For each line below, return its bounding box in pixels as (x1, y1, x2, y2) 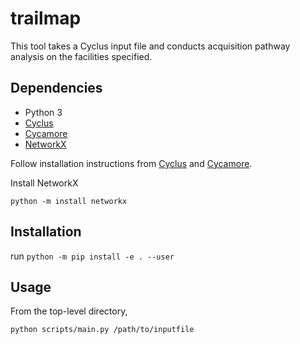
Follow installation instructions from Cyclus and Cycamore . (10, 157, 253, 169)
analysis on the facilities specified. (10, 50, 153, 62)
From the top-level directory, (10, 305, 128, 317)
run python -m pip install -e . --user (10, 250, 175, 262)
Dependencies (10, 80, 103, 97)
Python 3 (24, 106, 63, 118)
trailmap (10, 7, 82, 30)
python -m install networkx (10, 196, 128, 206)
